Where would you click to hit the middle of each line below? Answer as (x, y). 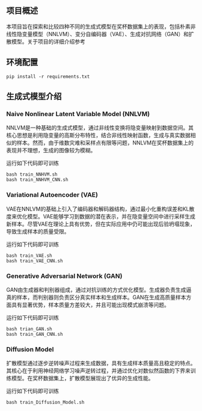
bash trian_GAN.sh (29, 329)
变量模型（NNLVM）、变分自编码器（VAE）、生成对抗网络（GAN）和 (106, 34)
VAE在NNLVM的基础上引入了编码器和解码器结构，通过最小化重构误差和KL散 (100, 209)
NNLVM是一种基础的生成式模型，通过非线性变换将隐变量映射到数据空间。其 (100, 128)
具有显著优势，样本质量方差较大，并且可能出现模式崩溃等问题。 (90, 304)
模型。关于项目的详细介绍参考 (48, 42)
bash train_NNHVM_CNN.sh (37, 180)
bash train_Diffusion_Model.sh (45, 403)
